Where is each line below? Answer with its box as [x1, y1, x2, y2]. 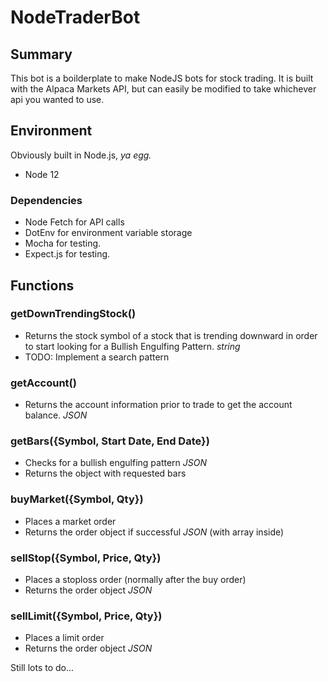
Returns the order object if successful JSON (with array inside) [24, 526, 285, 538]
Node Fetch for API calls [24, 216, 125, 228]
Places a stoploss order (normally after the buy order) [24, 573, 247, 585]
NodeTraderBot [10, 6, 141, 29]
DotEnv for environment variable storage [24, 227, 193, 239]
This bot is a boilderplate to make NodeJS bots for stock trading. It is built [10, 72, 314, 84]
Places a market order [24, 515, 117, 527]
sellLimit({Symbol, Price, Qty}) [10, 609, 163, 623]
